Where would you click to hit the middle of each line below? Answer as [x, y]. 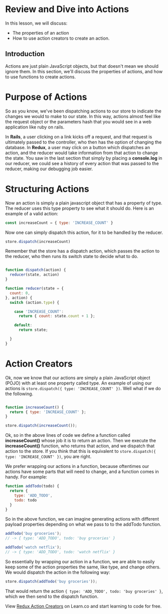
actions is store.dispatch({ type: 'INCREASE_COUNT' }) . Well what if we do [83, 388]
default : [23, 325]
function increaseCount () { [35, 407]
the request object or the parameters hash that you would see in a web [78, 121]
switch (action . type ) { [34, 302]
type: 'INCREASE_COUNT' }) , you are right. [48, 457]
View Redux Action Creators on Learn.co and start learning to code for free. [83, 606]
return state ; [33, 330]
